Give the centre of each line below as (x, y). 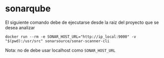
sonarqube (28, 9)
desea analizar (20, 27)
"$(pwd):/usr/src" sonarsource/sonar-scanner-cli (57, 41)
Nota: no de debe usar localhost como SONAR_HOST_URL (60, 50)
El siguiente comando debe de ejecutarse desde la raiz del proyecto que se (82, 22)
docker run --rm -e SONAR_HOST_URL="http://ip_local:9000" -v (71, 37)
